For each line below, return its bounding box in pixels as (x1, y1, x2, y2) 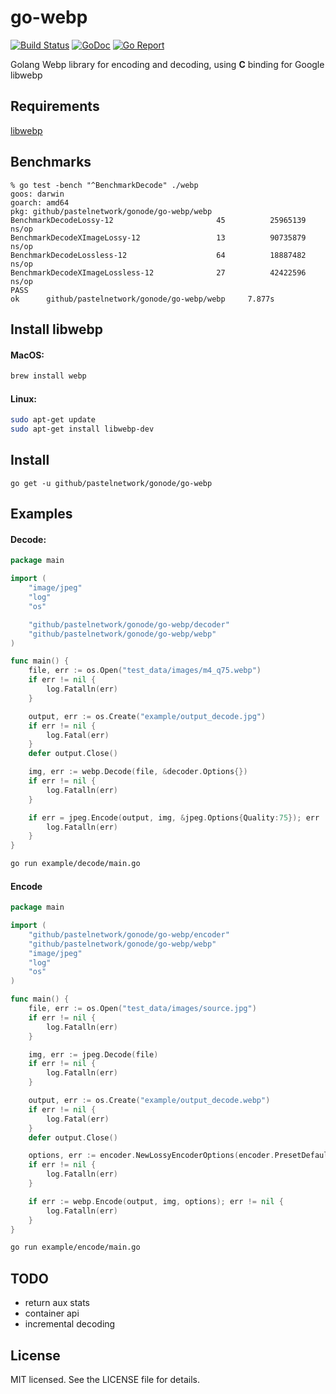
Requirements (10, 98, 100, 115)
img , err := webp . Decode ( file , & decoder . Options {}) (28, 767, 248, 777)
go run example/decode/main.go (10, 859, 141, 869)
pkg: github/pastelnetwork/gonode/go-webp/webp (10, 206, 213, 216)
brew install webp (10, 371, 87, 381)
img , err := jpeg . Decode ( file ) (28, 1049, 159, 1060)
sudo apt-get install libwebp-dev (10, 424, 155, 435)
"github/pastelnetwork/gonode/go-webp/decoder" (28, 619, 230, 630)
